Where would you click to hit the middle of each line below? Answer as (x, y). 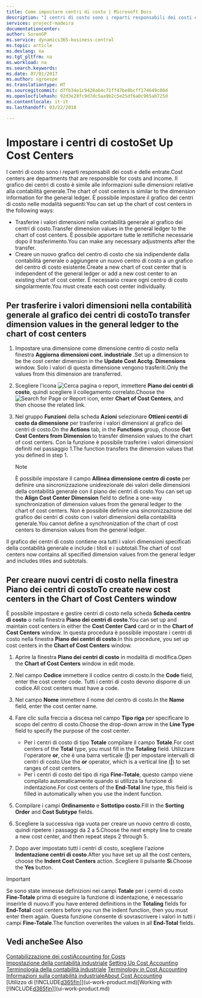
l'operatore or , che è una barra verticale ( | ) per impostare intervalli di (109, 755)
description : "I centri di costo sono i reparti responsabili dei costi (99, 18)
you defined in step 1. (41, 455)
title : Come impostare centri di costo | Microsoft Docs (79, 12)
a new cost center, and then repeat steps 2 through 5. (81, 837)
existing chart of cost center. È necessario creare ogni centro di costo (101, 280)
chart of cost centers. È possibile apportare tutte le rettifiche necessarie (104, 235)
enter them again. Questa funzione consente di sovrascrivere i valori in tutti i (101, 916)
